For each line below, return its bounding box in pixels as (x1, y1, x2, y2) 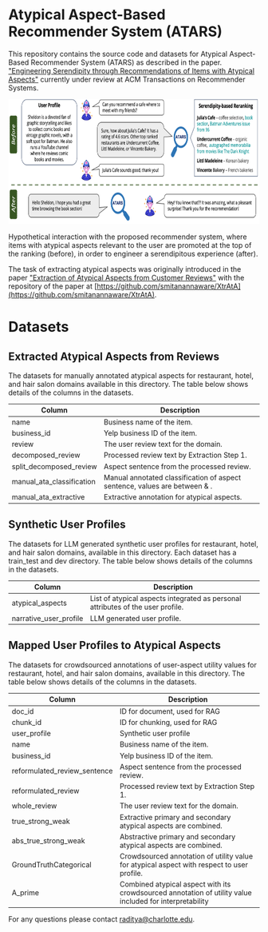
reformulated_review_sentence (11, 766, 113, 776)
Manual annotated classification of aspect (103, 472, 242, 482)
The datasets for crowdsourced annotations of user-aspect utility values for (8, 659, 257, 669)
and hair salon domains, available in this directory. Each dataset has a (8, 548, 237, 557)
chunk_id (11, 717, 42, 727)
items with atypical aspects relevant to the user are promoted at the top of (8, 240, 252, 249)
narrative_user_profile (11, 613, 84, 623)
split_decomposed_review (11, 461, 97, 471)
